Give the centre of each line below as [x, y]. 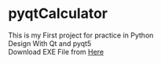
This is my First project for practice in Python [81, 35]
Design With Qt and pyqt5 [50, 43]
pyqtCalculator [58, 14]
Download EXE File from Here [56, 52]
